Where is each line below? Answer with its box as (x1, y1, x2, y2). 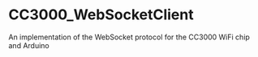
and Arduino (8, 40, 50, 50)
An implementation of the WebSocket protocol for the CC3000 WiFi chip (8, 32, 250, 42)
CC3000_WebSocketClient (8, 6, 194, 24)
